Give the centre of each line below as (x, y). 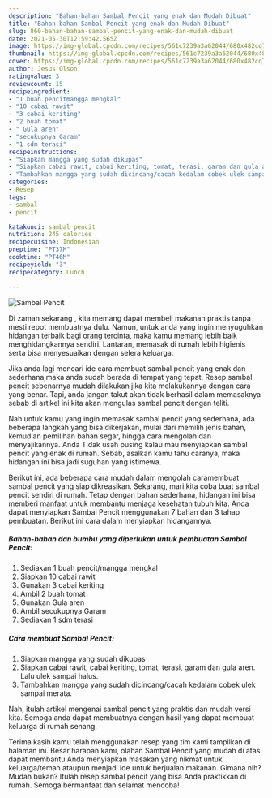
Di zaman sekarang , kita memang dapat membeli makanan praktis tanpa (130, 318)
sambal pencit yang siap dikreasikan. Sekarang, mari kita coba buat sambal (134, 486)
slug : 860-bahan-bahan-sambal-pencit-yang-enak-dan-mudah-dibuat (121, 31)
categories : (28, 182)
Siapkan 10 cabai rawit (57, 576)
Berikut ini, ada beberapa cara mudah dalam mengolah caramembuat (124, 477)
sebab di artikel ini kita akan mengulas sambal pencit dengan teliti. (119, 403)
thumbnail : (27, 54)
